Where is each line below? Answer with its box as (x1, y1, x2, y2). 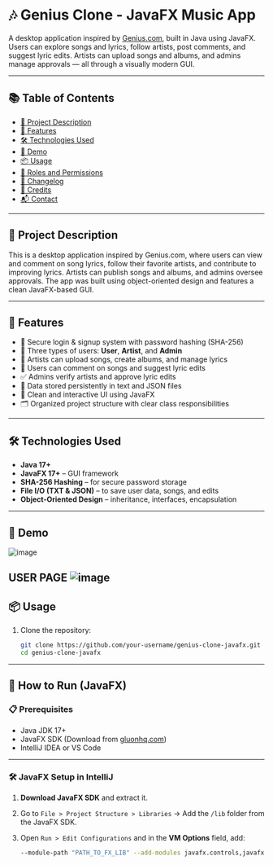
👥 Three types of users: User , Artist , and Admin (19, 346, 183, 356)
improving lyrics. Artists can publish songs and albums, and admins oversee (8, 267, 263, 277)
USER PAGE (8, 571, 67, 585)
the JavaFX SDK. (19, 817, 77, 827)
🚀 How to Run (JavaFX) (8, 678, 128, 693)
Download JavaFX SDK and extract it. (19, 793, 148, 802)
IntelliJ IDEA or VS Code (19, 743, 102, 753)
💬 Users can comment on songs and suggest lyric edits (19, 363, 206, 373)
